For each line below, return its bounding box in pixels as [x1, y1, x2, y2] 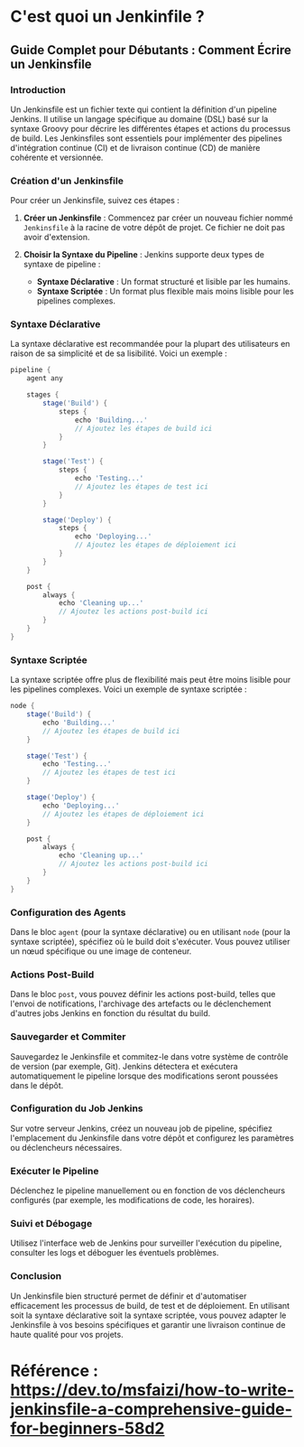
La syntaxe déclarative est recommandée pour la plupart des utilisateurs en [10, 339, 290, 350]
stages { [26, 390, 60, 399]
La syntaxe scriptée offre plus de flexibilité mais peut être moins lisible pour [10, 675, 291, 686]
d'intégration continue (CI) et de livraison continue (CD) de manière [10, 142, 261, 153]
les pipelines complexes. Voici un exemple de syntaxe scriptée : [10, 684, 247, 695]
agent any [26, 374, 64, 383]
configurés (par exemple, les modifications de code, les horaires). [10, 1195, 255, 1206]
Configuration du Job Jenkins [10, 1102, 143, 1115]
